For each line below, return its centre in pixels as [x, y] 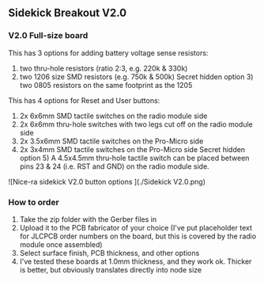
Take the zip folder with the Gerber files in [88, 219]
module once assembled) [61, 244]
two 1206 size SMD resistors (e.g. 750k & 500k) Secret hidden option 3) [136, 76]
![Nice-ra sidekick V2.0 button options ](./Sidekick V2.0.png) [107, 181]
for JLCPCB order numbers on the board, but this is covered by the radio [138, 236]
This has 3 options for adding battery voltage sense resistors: [108, 53]
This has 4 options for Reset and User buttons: [84, 100]
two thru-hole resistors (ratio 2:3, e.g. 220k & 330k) [104, 68]
